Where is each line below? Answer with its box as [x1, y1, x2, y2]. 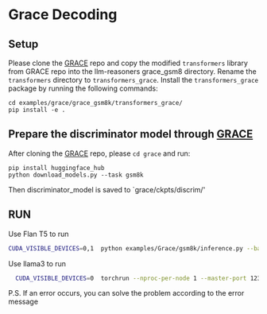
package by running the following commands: [8, 83, 158, 93]
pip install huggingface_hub [8, 164, 105, 172]
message [8, 297, 38, 307]
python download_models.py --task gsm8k [8, 171, 145, 179]
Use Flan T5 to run [8, 229, 69, 238]
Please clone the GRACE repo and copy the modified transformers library [8, 58, 249, 68]
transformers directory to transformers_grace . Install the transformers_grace [8, 76, 259, 84]
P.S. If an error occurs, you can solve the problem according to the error [8, 289, 245, 298]
